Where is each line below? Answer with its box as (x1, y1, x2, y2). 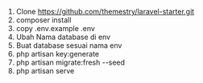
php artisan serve (15, 66, 75, 75)
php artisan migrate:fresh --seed (15, 57, 126, 67)
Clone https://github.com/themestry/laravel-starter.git (15, 7, 195, 16)
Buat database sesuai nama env (15, 41, 122, 50)
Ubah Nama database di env (15, 32, 111, 41)
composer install (15, 15, 72, 25)
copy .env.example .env (15, 24, 95, 33)
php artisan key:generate (15, 49, 100, 58)
